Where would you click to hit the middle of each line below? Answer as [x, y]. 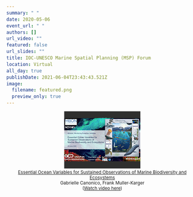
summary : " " [23, 13]
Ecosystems [102, 177]
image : [15, 84]
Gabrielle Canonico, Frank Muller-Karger [102, 183]
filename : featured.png [42, 90]
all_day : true [24, 71]
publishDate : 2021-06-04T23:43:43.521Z [57, 77]
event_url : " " [26, 26]
